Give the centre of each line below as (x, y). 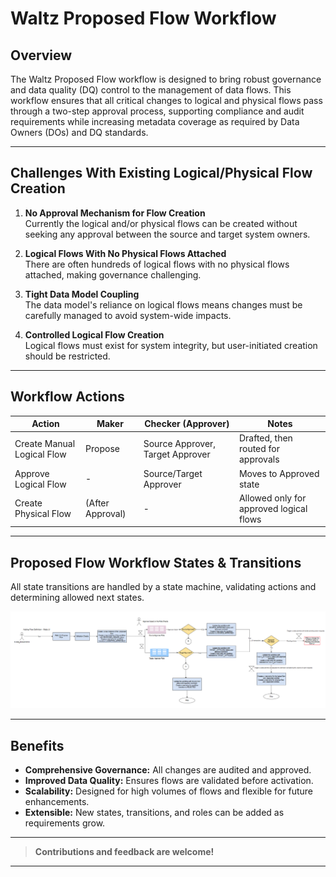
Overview (41, 55)
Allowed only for (272, 498)
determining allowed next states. (77, 598)
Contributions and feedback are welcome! (124, 852)
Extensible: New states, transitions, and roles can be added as (154, 813)
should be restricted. (67, 356)
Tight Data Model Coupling (82, 294)
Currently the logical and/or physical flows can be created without (161, 223)
